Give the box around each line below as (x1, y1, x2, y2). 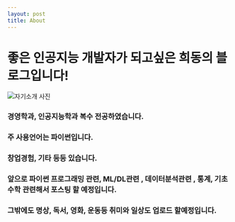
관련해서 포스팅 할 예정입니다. (22, 185, 117, 195)
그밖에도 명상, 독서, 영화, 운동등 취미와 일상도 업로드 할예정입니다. (7, 206, 217, 216)
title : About (7, 17, 46, 24)
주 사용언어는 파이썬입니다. (7, 133, 93, 143)
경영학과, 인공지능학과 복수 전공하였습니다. (7, 111, 144, 121)
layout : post (7, 10, 46, 18)
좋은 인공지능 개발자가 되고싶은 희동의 (7, 50, 214, 66)
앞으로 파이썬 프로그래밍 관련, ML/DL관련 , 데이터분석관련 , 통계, (7, 174, 213, 184)
